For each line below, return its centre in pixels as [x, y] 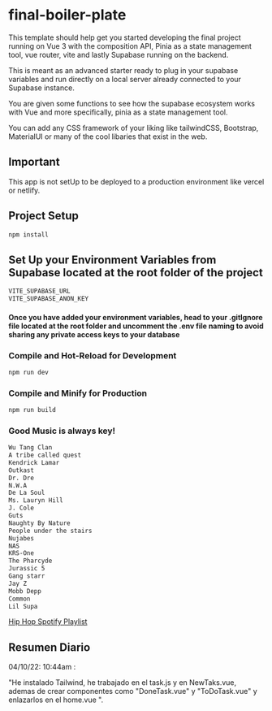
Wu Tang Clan [30, 448]
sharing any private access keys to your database [94, 334]
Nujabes [22, 538]
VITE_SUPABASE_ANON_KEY [49, 299]
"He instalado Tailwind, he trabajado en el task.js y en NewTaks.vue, [123, 683]
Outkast [22, 470]
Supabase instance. [41, 88]
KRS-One [22, 553]
